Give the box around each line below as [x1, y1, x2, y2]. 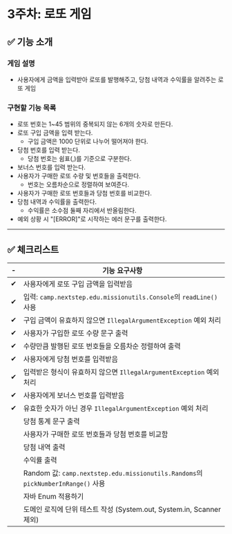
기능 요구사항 [102, 265, 143, 275]
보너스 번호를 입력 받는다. [17, 163, 86, 171]
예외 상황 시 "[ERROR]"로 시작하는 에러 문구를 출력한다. [17, 215, 167, 223]
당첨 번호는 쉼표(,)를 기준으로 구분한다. [27, 155, 132, 163]
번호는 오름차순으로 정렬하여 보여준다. [27, 180, 130, 189]
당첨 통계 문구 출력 [23, 416, 81, 426]
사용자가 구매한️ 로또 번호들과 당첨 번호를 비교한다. [17, 189, 152, 198]
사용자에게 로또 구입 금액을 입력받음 [23, 279, 133, 289]
